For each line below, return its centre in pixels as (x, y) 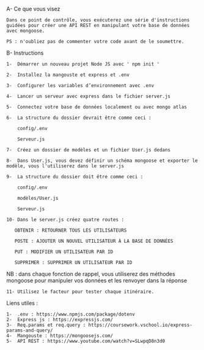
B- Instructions (25, 53)
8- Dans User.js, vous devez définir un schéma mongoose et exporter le (102, 161)
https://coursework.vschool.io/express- (140, 325)
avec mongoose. (26, 31)
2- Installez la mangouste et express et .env (68, 75)
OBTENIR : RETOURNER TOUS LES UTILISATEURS (71, 230)
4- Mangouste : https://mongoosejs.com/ (60, 336)
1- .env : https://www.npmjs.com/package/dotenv (71, 314)
